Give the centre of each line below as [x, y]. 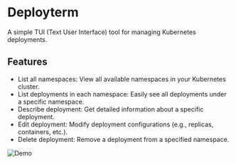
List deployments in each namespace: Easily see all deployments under [122, 94]
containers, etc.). [43, 131]
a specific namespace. [51, 102]
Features [27, 62]
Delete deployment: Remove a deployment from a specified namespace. [123, 139]
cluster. [28, 87]
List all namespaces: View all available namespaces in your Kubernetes [122, 79]
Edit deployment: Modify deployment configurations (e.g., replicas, [116, 124]
